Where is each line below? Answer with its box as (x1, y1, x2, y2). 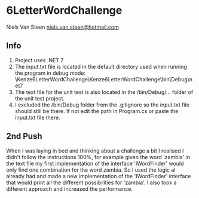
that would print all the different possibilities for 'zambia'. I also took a (6, 179, 177, 186)
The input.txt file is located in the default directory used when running (14, 63, 187, 70)
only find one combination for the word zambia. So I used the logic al (6, 166, 176, 173)
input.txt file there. (14, 114, 61, 121)
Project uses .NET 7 (14, 56, 64, 63)
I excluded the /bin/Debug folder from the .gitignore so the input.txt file (14, 101, 190, 108)
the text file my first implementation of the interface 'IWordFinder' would (6, 160, 184, 167)
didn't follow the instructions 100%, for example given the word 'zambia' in (6, 153, 190, 160)
